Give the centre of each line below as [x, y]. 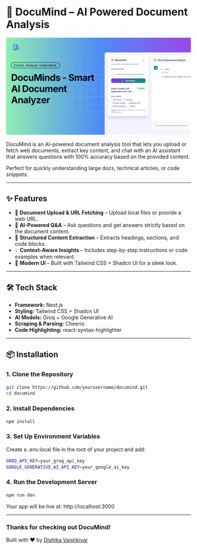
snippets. [17, 174]
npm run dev [21, 495]
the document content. [42, 231]
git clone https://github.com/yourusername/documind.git [77, 387]
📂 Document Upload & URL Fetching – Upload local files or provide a [98, 213]
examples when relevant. [45, 257]
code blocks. [30, 244]
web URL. [26, 219]
